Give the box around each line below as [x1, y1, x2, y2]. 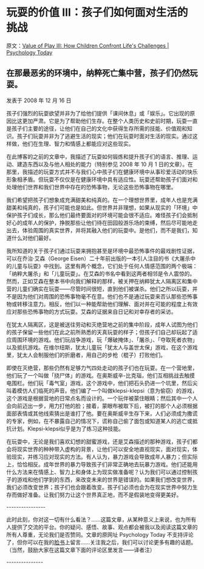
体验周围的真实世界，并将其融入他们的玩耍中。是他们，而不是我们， [22, 226, 192, 234]
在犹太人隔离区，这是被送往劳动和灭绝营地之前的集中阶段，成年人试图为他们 [6, 320, 198, 328]
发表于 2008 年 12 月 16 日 [6, 97, 72, 104]
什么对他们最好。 [11, 234, 55, 241]
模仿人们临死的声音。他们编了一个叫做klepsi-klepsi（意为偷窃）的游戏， [16, 387, 198, 394]
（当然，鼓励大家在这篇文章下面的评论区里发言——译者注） [6, 546, 155, 553]
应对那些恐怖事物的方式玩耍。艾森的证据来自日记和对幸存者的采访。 [6, 308, 177, 315]
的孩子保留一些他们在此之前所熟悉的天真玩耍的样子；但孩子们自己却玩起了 [6, 328, 192, 336]
